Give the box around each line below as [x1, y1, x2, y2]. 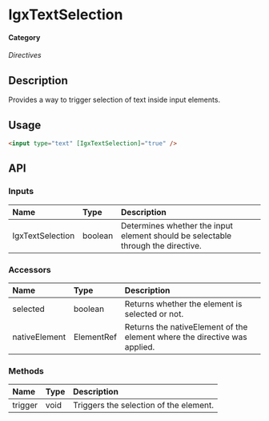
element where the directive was [124, 331, 247, 342]
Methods [8, 365, 44, 376]
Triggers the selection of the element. [73, 399, 215, 411]
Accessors [8, 264, 52, 275]
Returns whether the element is [124, 298, 243, 310]
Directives [8, 51, 42, 60]
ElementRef [73, 331, 118, 342]
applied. [124, 341, 155, 352]
